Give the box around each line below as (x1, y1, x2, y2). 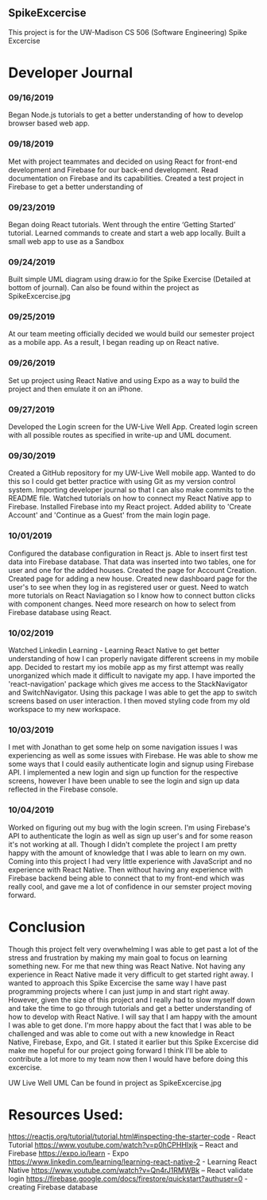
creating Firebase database (8, 1183, 98, 1192)
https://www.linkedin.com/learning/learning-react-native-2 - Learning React (8, 1157, 257, 1167)
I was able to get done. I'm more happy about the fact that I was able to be (8, 1020, 252, 1030)
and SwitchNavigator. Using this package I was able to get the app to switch (8, 687, 257, 697)
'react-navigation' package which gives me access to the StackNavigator (8, 679, 248, 688)
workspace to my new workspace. (8, 704, 121, 714)
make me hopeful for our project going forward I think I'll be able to (8, 1045, 228, 1055)
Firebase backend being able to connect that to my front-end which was (8, 873, 245, 883)
